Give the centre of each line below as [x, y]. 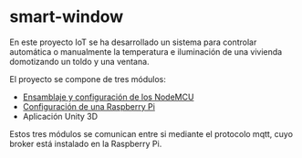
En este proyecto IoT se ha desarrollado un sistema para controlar [133, 42]
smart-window [67, 17]
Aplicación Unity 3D [60, 116]
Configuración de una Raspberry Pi [89, 106]
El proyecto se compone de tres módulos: [88, 79]
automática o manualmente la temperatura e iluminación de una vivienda [146, 51]
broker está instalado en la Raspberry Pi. [86, 143]
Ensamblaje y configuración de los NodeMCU [108, 97]
